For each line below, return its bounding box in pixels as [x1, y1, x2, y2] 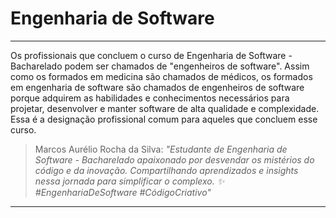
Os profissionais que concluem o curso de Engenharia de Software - [10, 49, 293, 61]
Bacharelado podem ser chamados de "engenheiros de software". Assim [10, 60, 310, 72]
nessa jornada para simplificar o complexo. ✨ [34, 175, 225, 187]
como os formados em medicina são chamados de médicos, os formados [10, 70, 313, 82]
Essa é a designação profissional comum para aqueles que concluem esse [10, 113, 318, 125]
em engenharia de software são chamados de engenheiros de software [10, 81, 305, 93]
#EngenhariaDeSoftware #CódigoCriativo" [34, 186, 212, 198]
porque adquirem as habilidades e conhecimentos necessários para [10, 92, 290, 104]
